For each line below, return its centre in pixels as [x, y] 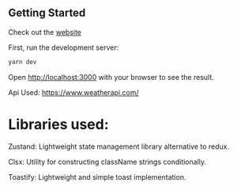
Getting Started [47, 13]
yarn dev [23, 62]
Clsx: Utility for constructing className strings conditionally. [107, 161]
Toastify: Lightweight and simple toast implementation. [97, 177]
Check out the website [45, 32]
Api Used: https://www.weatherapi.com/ [74, 92]
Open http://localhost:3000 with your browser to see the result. [111, 77]
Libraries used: [58, 124]
